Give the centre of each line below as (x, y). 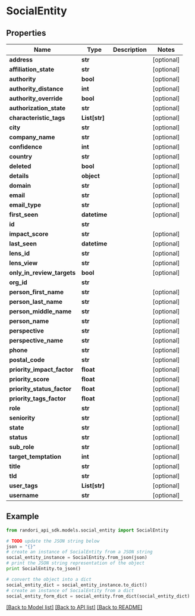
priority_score (29, 379)
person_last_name (36, 302)
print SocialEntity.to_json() (44, 569)
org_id (18, 282)
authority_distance (36, 89)
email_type (25, 205)
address (21, 60)
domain (20, 186)
